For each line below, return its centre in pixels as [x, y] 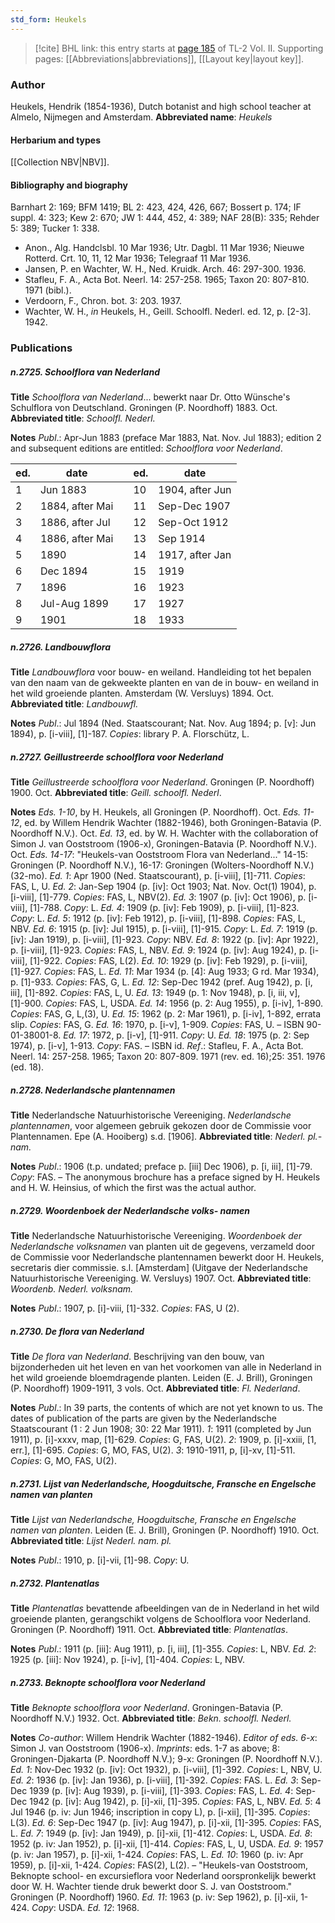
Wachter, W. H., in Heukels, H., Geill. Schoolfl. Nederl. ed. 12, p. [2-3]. [168, 312]
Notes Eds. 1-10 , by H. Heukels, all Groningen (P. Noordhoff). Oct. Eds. [156, 812]
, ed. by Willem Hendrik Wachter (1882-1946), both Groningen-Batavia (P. [170, 823]
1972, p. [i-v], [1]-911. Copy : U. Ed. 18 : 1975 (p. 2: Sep [200, 1035]
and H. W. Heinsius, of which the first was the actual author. [133, 1188]
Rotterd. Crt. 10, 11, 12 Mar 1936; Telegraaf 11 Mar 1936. [137, 258]
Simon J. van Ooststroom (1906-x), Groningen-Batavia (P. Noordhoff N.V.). [164, 844]
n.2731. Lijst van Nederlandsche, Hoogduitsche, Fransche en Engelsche [163, 1483]
